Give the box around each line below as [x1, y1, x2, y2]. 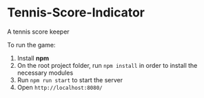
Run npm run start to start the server [17, 75, 123, 84]
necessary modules [17, 69, 74, 77]
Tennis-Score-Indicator [7, 5, 145, 21]
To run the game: [7, 40, 56, 49]
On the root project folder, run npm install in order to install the [17, 61, 198, 69]
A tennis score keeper [7, 27, 70, 36]
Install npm [17, 53, 50, 62]
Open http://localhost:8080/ [17, 83, 103, 91]
